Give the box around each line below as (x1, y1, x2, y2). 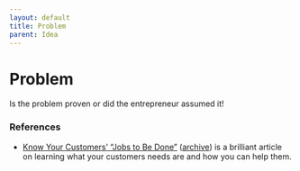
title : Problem (9, 22, 67, 31)
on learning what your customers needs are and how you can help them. (22, 150, 293, 162)
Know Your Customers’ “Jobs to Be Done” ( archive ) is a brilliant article (22, 141, 282, 152)
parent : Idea (9, 30, 59, 39)
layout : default (9, 13, 70, 22)
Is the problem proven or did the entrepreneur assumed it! (9, 98, 224, 109)
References (9, 121, 61, 133)
